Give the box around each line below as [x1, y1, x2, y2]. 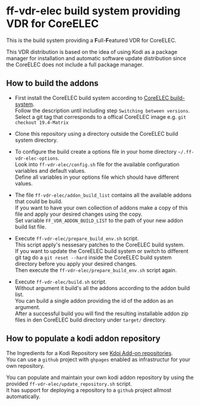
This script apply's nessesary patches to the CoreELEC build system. [14, 241, 185, 248]
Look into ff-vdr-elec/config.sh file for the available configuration [14, 160, 180, 168]
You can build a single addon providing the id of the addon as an [14, 297, 174, 304]
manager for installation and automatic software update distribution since [6, 54, 186, 62]
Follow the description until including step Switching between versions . [14, 106, 190, 114]
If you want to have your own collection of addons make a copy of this [14, 204, 188, 211]
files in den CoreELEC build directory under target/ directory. [14, 316, 167, 323]
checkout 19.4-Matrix [14, 120, 69, 126]
